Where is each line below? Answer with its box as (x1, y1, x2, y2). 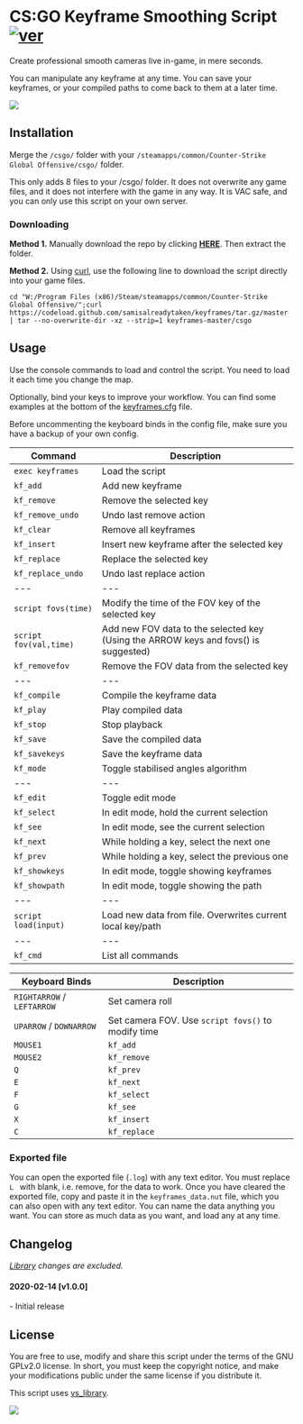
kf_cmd (14, 950, 42, 961)
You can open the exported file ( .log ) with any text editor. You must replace (9, 1172, 290, 1182)
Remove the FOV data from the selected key (102, 660, 289, 672)
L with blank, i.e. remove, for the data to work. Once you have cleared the (9, 1182, 286, 1192)
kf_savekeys (14, 748, 66, 759)
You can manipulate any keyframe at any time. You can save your (9, 72, 252, 83)
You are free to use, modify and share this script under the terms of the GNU (9, 1350, 294, 1362)
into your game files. (9, 275, 86, 286)
